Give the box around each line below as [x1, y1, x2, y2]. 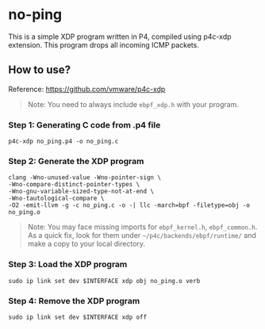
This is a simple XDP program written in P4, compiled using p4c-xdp [8, 32, 232, 41]
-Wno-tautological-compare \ [8, 194, 105, 203]
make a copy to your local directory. [27, 239, 145, 249]
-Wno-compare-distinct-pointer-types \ [8, 181, 140, 189]
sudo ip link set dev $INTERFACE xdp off [8, 313, 148, 321]
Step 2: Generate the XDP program [8, 155, 144, 166]
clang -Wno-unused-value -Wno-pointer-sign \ [8, 174, 161, 182]
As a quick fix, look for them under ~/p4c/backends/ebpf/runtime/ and [27, 231, 256, 240]
